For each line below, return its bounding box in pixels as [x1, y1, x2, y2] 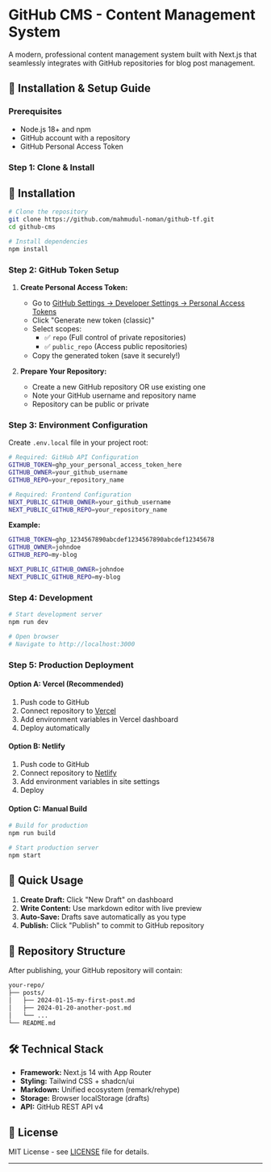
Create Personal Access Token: [19, 283, 128, 293]
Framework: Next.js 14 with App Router [19, 1068, 152, 1077]
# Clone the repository [8, 208, 89, 216]
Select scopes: [31, 324, 82, 334]
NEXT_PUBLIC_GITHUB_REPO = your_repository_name [8, 505, 168, 514]
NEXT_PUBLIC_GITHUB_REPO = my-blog [8, 572, 121, 581]
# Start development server [8, 610, 103, 619]
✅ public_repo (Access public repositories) [44, 342, 188, 352]
